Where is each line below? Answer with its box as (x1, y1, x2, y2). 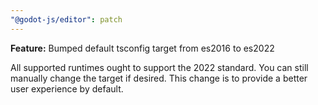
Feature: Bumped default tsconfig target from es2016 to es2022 (10, 42, 275, 54)
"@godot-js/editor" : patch (10, 14, 123, 25)
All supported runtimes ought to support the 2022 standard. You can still (10, 61, 309, 73)
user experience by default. (10, 82, 124, 95)
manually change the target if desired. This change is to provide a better (10, 72, 308, 84)
